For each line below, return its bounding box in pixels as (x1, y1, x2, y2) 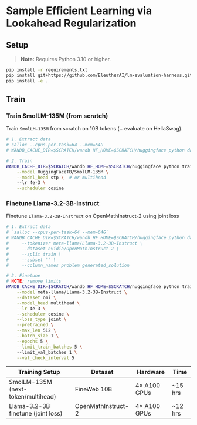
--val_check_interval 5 (16, 354, 75, 361)
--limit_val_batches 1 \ (16, 349, 77, 355)
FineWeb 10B (74, 385, 113, 393)
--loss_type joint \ (16, 316, 67, 323)
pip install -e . (6, 78, 49, 83)
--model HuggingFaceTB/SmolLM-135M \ (16, 169, 109, 175)
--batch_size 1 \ (16, 333, 59, 339)
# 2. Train (6, 158, 33, 164)
